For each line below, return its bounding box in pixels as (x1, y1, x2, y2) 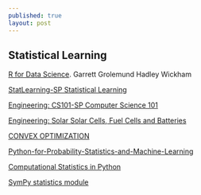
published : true (8, 11, 62, 20)
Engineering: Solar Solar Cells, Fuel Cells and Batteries (8, 116, 187, 126)
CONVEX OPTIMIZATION (8, 131, 90, 141)
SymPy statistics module (8, 177, 89, 187)
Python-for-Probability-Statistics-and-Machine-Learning (8, 146, 194, 156)
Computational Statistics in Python (8, 162, 122, 172)
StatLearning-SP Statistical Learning (8, 85, 127, 95)
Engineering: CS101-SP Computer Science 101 (8, 100, 159, 110)
